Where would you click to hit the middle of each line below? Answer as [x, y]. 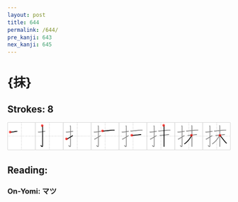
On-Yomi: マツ [32, 191]
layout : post [27, 15]
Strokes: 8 [30, 109]
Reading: [28, 170]
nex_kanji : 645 [30, 45]
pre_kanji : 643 [30, 37]
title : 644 [23, 22]
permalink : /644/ [33, 30]
